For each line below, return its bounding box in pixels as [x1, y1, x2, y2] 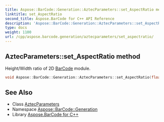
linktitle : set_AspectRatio [5, 12, 62, 17]
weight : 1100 [5, 30, 32, 35]
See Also [5, 88, 33, 97]
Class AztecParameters [12, 101, 60, 107]
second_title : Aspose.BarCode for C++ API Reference [5, 16, 115, 21]
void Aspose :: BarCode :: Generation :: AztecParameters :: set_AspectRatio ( [5, 75, 152, 80]
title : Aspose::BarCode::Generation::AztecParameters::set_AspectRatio [5, 7, 154, 12]
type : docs [5, 25, 27, 30]
